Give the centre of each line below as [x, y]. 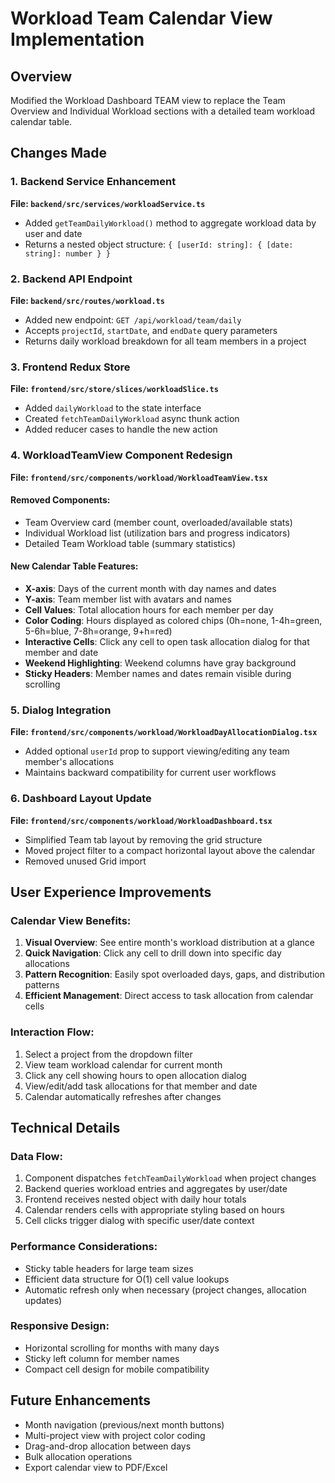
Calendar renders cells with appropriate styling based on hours [154, 1210]
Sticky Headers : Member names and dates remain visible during [158, 673]
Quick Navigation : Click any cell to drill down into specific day [153, 953]
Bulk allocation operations [78, 1456]
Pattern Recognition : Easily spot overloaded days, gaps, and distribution [174, 974]
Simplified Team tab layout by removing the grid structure [143, 839]
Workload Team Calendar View [141, 18]
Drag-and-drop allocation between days [108, 1446]
